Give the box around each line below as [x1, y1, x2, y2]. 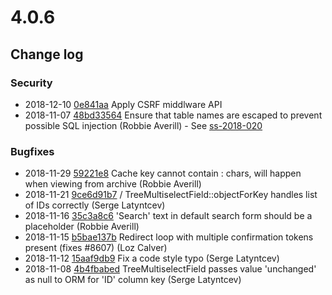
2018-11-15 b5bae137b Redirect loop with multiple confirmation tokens [24, 231, 314, 243]
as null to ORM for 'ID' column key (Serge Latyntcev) [24, 274, 242, 286]
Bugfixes [10, 144, 55, 158]
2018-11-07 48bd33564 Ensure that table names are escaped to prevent [24, 109, 323, 121]
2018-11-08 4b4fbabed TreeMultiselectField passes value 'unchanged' [24, 263, 317, 275]
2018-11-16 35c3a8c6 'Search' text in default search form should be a [24, 210, 313, 222]
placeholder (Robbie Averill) [24, 221, 140, 233]
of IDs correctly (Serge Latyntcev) [24, 199, 166, 211]
